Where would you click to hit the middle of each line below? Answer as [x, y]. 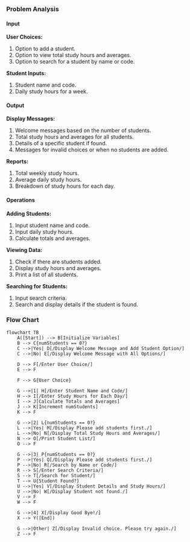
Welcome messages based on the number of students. [83, 131]
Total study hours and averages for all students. [74, 137]
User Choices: [24, 37]
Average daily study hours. [48, 180]
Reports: [17, 162]
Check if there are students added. [58, 262]
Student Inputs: [26, 73]
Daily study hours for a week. [52, 91]
